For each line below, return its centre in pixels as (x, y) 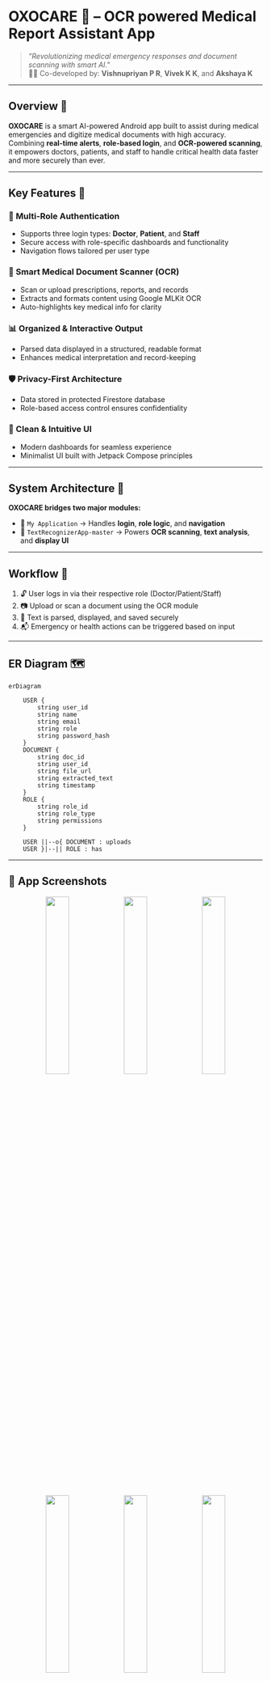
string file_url (65, 772)
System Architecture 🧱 (67, 489)
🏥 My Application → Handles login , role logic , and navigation (123, 523)
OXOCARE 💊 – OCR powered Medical (132, 17)
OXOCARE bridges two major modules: (75, 508)
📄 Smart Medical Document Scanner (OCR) (94, 272)
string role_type (66, 814)
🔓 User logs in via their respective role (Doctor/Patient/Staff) (121, 594)
